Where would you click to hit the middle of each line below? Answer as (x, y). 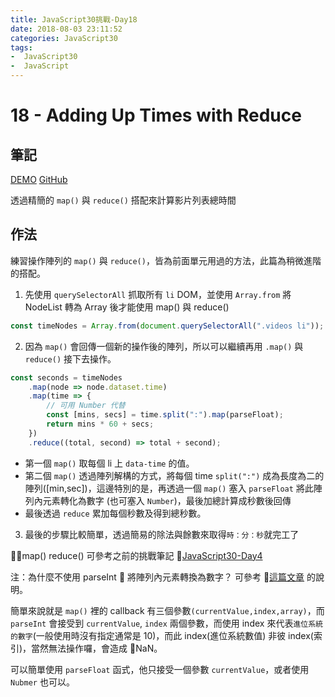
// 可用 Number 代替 (86, 406)
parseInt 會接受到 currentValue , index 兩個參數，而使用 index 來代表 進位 (159, 623)
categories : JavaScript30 (64, 38)
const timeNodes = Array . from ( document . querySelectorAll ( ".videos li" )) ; (167, 326)
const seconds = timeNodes (66, 377)
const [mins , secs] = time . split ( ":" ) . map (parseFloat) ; (165, 415)
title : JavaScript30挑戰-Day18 (74, 19)
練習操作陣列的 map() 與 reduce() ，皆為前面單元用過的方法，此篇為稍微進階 (166, 260)
